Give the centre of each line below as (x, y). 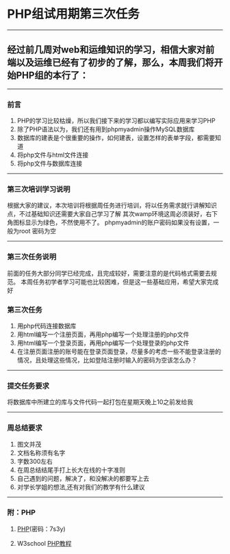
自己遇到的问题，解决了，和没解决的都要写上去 (83, 478)
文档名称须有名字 (41, 453)
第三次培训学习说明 (39, 189)
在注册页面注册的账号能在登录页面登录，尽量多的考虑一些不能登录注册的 (119, 351)
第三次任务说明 (32, 257)
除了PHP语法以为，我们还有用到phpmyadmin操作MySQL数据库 (106, 129)
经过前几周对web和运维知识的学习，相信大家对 (106, 50)
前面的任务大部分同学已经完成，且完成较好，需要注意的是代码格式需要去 (109, 273)
